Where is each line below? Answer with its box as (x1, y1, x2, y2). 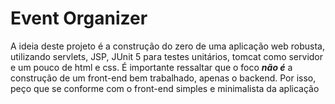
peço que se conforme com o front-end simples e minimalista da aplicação (10, 82, 320, 94)
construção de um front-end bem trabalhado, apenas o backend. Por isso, (10, 72, 317, 84)
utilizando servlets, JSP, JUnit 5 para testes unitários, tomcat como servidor (10, 50, 324, 62)
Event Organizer (10, 7, 148, 30)
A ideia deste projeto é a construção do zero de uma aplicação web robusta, (10, 40, 325, 52)
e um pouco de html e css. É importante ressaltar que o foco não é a (10, 61, 293, 73)
